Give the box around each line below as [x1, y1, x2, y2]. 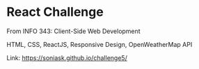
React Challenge [6, 4, 104, 20]
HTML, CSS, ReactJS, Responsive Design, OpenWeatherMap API [6, 40, 193, 48]
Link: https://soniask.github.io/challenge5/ [6, 53, 128, 62]
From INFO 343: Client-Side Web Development [6, 27, 141, 35]
